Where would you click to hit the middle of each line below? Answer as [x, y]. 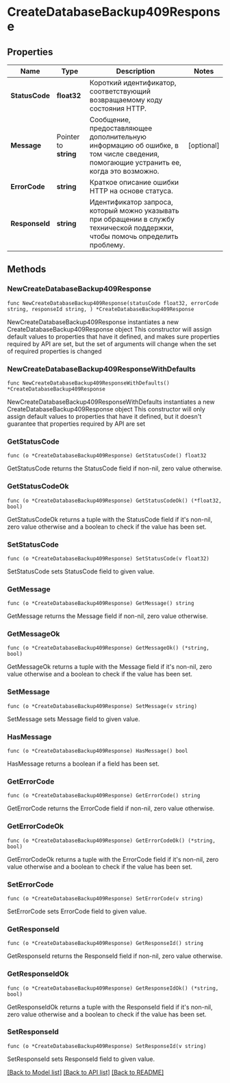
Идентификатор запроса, [131, 202]
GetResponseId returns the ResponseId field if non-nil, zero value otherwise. [115, 956]
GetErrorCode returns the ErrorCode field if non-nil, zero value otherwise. [111, 808]
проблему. [107, 245]
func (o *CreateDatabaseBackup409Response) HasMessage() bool [98, 751]
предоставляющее [121, 128]
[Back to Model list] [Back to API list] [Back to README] [86, 1072]
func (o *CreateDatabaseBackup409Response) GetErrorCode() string [104, 796]
